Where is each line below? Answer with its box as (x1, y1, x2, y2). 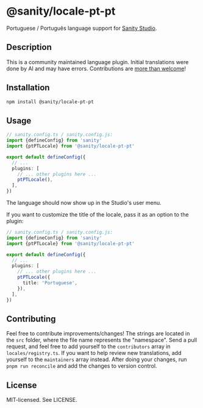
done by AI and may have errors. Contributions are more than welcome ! (6, 65, 186, 72)
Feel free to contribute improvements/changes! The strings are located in (6, 330, 190, 337)
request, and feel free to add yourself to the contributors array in (6, 343, 171, 350)
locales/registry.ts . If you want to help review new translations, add (6, 349, 182, 357)
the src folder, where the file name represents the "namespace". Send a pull (6, 337, 197, 344)
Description (6, 42, 52, 52)
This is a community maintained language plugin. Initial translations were (6, 58, 189, 65)
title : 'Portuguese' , (22, 280, 78, 286)
